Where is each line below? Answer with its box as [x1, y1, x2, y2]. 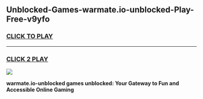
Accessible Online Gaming [6, 86, 74, 93]
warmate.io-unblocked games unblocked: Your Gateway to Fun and [6, 79, 179, 86]
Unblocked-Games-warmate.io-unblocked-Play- [6, 5, 195, 15]
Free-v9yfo [6, 14, 50, 25]
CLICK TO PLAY [6, 32, 53, 41]
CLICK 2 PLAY [6, 55, 48, 63]
